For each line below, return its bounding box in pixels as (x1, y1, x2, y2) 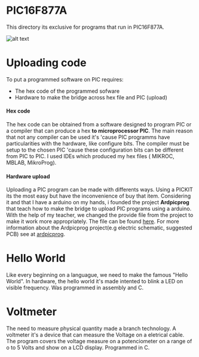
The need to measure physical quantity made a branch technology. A (6, 325, 176, 332)
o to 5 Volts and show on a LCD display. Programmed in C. (6, 344, 150, 351)
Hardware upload (6, 173, 50, 180)
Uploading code (6, 56, 87, 69)
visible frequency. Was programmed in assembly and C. (6, 284, 144, 291)
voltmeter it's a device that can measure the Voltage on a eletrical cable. (6, 331, 185, 338)
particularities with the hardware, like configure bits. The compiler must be (6, 140, 189, 147)
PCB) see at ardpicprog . (6, 231, 66, 238)
